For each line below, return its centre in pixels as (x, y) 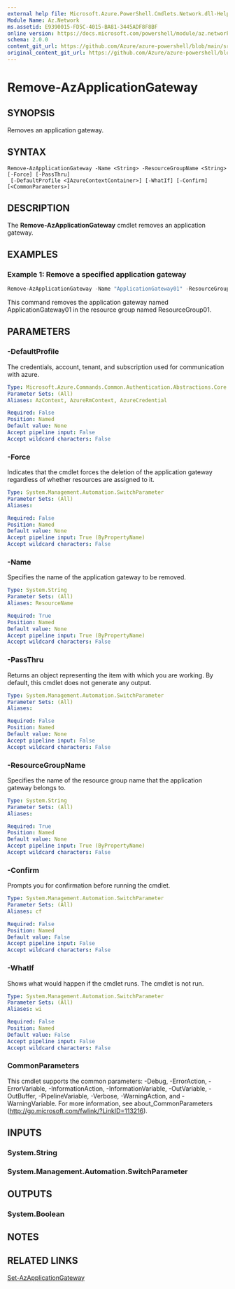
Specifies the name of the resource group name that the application (105, 780)
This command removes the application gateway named (88, 303)
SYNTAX (27, 152)
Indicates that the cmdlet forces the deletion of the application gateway (110, 472)
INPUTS (24, 1133)
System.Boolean (36, 1214)
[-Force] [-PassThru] (39, 174)
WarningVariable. (32, 1103)
